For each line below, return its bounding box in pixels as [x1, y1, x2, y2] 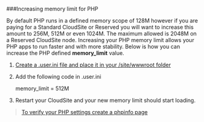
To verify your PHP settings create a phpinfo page [21, 109, 148, 115]
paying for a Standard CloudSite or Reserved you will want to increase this [6, 24, 194, 30]
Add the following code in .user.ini [15, 73, 102, 80]
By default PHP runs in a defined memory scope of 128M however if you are [6, 17, 198, 24]
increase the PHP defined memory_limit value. [6, 49, 124, 57]
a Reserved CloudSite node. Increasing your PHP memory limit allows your [6, 37, 195, 43]
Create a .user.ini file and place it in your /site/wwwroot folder [15, 61, 172, 68]
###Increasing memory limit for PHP [6, 5, 99, 12]
